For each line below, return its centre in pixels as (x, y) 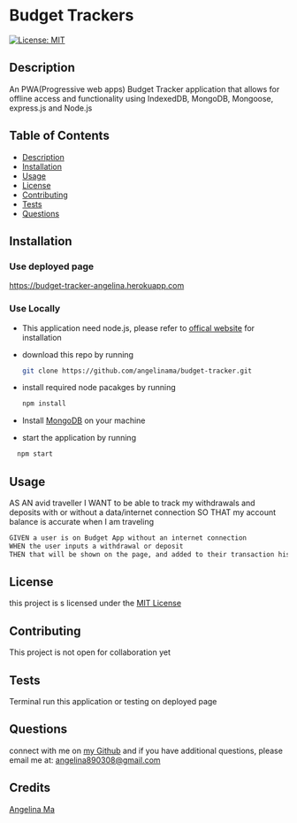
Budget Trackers (72, 15)
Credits (30, 788)
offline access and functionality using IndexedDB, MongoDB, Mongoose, (141, 98)
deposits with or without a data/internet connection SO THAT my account (143, 512)
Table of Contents (60, 136)
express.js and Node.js (51, 108)
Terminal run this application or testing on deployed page (113, 702)
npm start (35, 454)
